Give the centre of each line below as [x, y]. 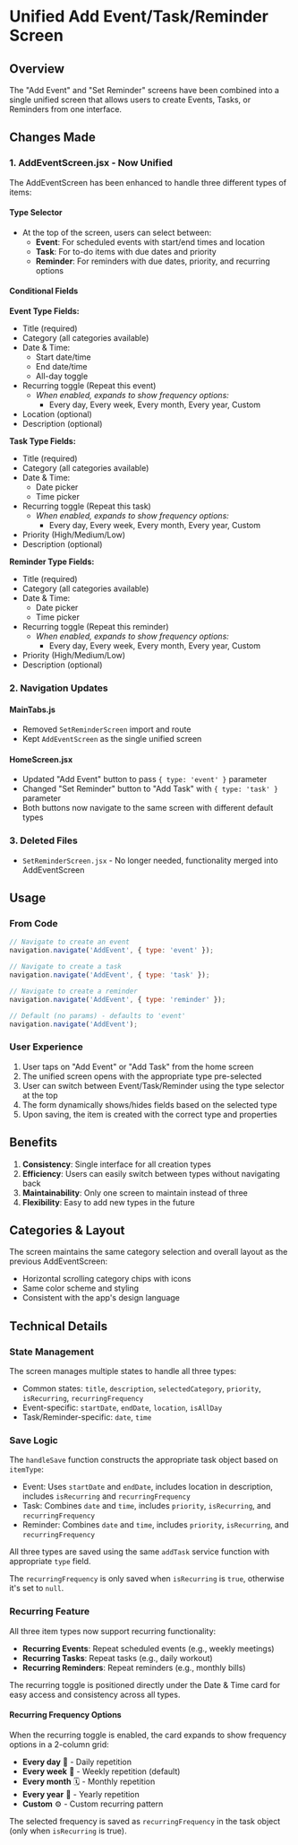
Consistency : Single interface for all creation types [117, 1164]
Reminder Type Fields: [52, 561]
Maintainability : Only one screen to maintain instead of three [135, 1192]
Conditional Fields [44, 291]
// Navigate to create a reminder [74, 991]
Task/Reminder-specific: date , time [87, 1417]
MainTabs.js [33, 709]
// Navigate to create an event [69, 942]
